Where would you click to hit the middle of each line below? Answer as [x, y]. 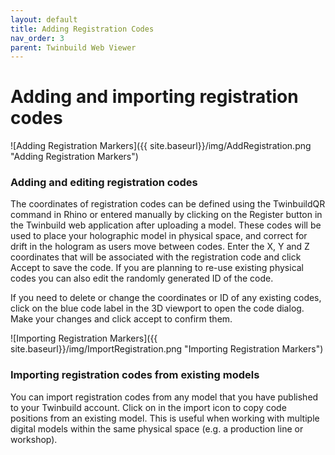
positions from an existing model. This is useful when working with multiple [165, 418]
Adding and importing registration [154, 97]
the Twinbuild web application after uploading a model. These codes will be [166, 225]
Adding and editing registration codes [104, 183]
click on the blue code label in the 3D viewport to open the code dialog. [157, 308]
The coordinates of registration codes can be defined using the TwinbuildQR [168, 204]
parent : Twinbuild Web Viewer [73, 47]
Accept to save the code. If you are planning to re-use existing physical [157, 268]
